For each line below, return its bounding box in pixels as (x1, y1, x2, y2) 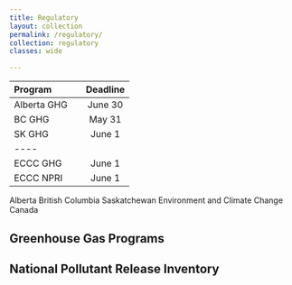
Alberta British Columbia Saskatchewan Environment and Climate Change (9, 195, 283, 206)
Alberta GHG (14, 98, 68, 111)
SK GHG (14, 128, 50, 141)
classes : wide (9, 47, 63, 56)
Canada (9, 205, 39, 216)
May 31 (89, 114, 122, 126)
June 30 (87, 98, 124, 111)
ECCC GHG (14, 157, 62, 170)
